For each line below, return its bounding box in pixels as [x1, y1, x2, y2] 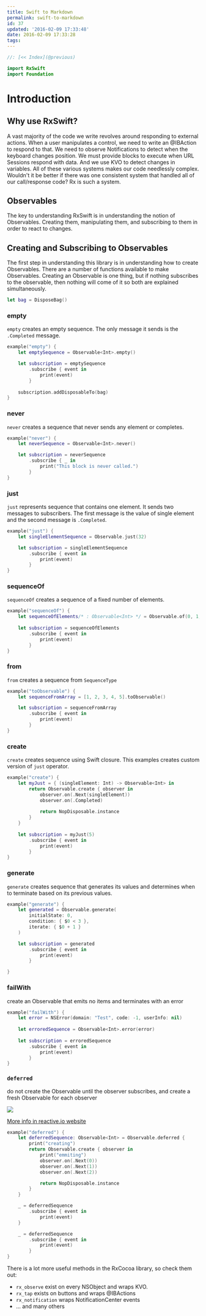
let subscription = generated [18, 941, 95, 947]
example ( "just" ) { [7, 528, 54, 534]
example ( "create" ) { [7, 775, 60, 781]
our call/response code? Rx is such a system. [7, 178, 121, 185]
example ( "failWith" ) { [7, 1009, 65, 1016]
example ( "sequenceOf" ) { [7, 608, 70, 614]
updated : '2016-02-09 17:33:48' [7, 26, 89, 33]
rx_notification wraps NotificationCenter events [15, 1296, 140, 1304]
